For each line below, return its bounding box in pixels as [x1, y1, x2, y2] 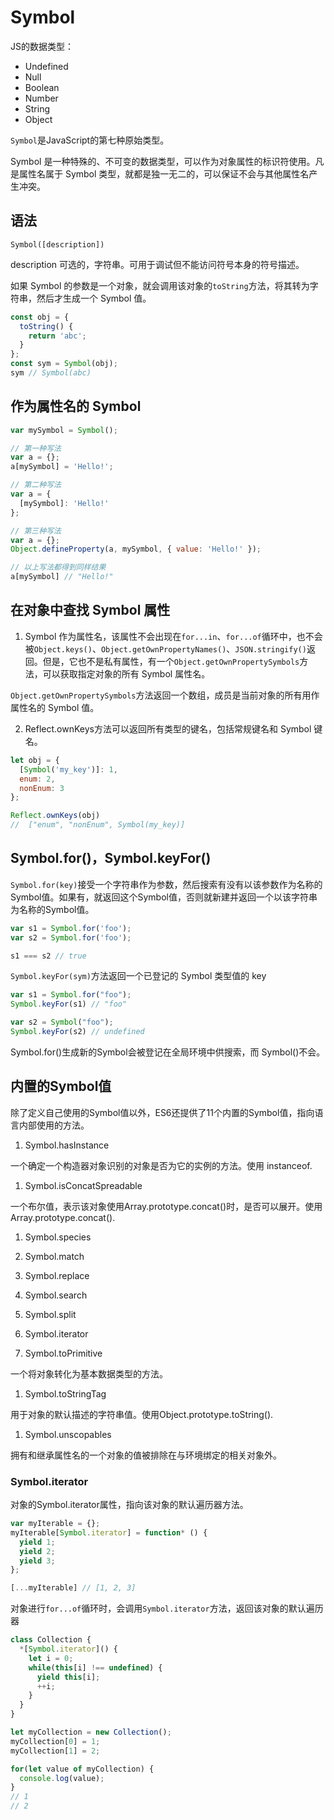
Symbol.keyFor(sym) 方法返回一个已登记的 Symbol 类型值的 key [10, 970, 267, 982]
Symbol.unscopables [24, 1428, 112, 1440]
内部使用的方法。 [18, 1119, 90, 1131]
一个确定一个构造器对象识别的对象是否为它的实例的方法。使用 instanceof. [10, 1159, 313, 1171]
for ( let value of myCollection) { [10, 1764, 155, 1774]
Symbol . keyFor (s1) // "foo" [10, 999, 128, 1010]
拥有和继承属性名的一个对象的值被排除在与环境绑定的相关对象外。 [10, 1449, 282, 1461]
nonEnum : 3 [19, 783, 65, 793]
